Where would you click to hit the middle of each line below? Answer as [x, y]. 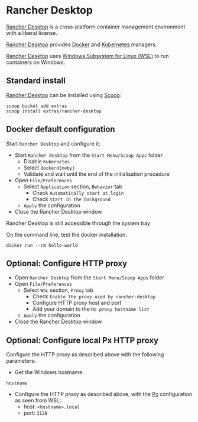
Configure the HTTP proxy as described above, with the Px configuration [103, 394]
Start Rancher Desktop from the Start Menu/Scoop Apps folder [89, 155]
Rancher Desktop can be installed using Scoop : [64, 95]
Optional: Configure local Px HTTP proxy [82, 340]
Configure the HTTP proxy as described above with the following [85, 355]
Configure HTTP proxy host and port [77, 303]
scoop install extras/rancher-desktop [54, 111]
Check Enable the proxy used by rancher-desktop [94, 297]
